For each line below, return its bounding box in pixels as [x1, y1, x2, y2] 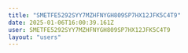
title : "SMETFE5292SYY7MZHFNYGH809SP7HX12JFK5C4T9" [8, 11, 181, 19]
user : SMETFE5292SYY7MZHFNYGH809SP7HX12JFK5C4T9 [8, 26, 171, 34]
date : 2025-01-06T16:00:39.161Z [8, 19, 114, 26]
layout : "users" [8, 33, 61, 41]
